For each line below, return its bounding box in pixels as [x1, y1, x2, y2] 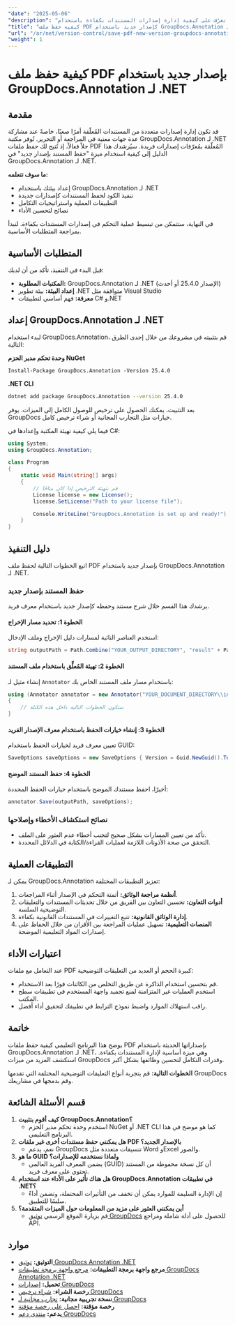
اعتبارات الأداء [8, 948, 61, 960]
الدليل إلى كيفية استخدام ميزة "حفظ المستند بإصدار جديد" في [8, 149, 168, 158]
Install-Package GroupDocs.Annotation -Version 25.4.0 [8, 367, 171, 374]
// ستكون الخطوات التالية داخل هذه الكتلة [20, 704, 124, 711]
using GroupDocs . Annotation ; [8, 446, 93, 453]
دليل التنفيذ [8, 543, 50, 554]
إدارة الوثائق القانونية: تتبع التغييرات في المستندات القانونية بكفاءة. [17, 913, 188, 921]
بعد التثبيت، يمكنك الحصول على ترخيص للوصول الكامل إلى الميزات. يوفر [8, 405, 195, 414]
